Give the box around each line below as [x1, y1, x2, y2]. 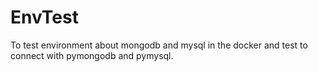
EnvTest [10, 6, 79, 29]
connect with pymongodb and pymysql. [10, 49, 174, 61]
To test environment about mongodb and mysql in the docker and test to [10, 39, 308, 51]
